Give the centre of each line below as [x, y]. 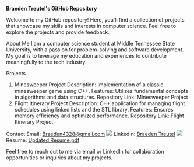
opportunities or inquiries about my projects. [59, 158]
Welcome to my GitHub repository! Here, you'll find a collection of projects [95, 20]
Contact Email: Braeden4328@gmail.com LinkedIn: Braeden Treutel [91, 134]
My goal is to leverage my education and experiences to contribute [87, 56]
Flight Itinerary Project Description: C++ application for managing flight [100, 103]
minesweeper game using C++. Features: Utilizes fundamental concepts [101, 91]
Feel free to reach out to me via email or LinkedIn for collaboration [85, 152]
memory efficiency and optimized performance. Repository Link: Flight [99, 116]
